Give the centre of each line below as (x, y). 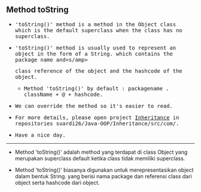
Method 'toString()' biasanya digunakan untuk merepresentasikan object (104, 170)
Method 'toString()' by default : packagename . (96, 88)
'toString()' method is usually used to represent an (95, 48)
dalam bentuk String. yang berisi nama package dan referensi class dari (103, 176)
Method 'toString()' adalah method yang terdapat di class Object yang (101, 152)
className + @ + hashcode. (63, 94)
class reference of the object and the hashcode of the (98, 71)
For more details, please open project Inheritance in (97, 117)
